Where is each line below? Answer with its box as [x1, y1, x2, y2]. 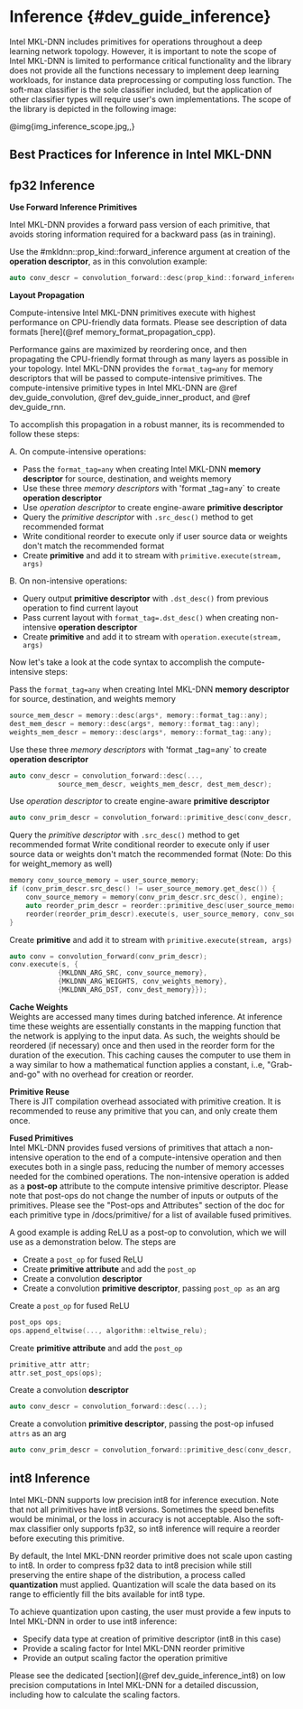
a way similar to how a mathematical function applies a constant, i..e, [9, 1059, 265, 1069]
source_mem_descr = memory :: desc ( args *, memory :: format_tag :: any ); [9, 711, 269, 720]
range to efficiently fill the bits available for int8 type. [9, 1588, 206, 1600]
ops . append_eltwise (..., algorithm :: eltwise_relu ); [9, 1326, 207, 1335]
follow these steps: [9, 429, 79, 440]
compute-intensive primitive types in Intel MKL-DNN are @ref [9, 382, 237, 394]
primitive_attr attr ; [9, 1359, 91, 1369]
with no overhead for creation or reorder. [41, 1069, 194, 1079]
